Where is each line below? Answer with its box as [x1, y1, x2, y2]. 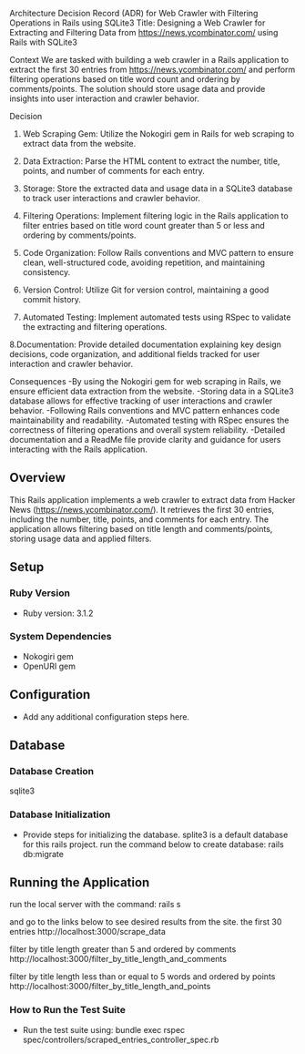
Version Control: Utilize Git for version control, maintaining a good [22, 284, 269, 295]
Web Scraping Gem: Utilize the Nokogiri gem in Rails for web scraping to [22, 128, 295, 139]
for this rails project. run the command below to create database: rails [22, 838, 284, 850]
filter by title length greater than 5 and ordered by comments [9, 944, 237, 955]
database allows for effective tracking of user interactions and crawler [9, 395, 273, 406]
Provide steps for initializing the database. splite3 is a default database [22, 829, 289, 840]
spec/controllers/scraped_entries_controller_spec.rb [22, 1034, 219, 1045]
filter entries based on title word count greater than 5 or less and [22, 220, 266, 230]
